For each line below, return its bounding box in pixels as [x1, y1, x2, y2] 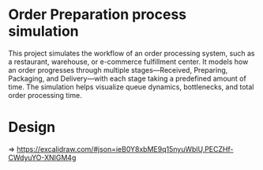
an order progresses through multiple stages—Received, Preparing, [8, 65, 228, 74]
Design [8, 119, 56, 136]
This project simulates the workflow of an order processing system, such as [8, 48, 255, 58]
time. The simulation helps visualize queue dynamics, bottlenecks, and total [8, 81, 254, 92]
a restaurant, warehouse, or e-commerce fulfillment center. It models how [8, 57, 249, 66]
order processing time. [8, 90, 82, 100]
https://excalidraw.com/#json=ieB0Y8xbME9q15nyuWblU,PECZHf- [17, 144, 234, 153]
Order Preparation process [8, 6, 187, 24]
